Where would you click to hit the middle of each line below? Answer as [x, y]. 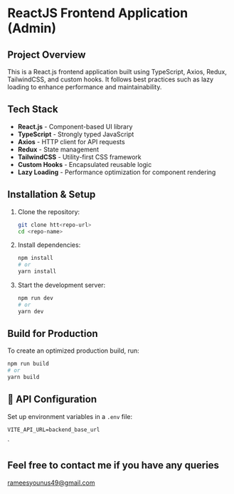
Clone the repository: [49, 211]
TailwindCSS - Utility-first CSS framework [79, 157]
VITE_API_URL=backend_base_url [54, 430]
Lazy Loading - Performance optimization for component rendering [117, 172]
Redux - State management [58, 149]
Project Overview [47, 55]
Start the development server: [62, 285]
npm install [35, 258]
